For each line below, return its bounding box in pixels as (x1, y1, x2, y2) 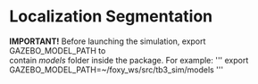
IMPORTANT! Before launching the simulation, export (9, 36, 206, 46)
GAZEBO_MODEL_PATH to (9, 45, 106, 55)
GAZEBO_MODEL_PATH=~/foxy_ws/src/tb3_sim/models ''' (9, 64, 224, 75)
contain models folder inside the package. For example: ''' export (9, 55, 249, 65)
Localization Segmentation (9, 6, 213, 27)
